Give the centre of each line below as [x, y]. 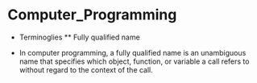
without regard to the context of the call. [86, 69]
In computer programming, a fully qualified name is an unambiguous [133, 52]
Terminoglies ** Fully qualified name [79, 37]
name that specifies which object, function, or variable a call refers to [134, 61]
